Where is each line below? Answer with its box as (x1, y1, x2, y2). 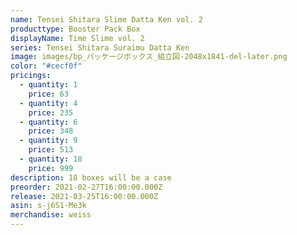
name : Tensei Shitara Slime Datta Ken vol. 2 (10, 14, 203, 25)
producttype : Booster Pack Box (10, 24, 141, 34)
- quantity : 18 (19, 154, 83, 164)
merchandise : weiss (10, 210, 92, 220)
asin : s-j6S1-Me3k (10, 201, 87, 211)
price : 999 (28, 163, 74, 173)
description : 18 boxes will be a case (10, 172, 172, 183)
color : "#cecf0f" (10, 61, 83, 71)
